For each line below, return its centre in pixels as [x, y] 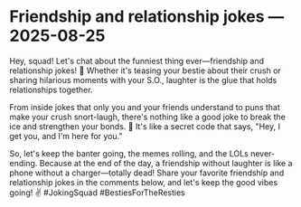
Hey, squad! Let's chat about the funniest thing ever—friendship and [137, 61]
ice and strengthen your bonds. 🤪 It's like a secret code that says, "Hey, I [145, 126]
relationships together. [51, 89]
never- [263, 153]
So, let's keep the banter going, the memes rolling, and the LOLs [129, 153]
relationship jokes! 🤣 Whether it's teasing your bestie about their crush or [146, 71]
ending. [24, 163]
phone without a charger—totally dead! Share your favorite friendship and [147, 173]
